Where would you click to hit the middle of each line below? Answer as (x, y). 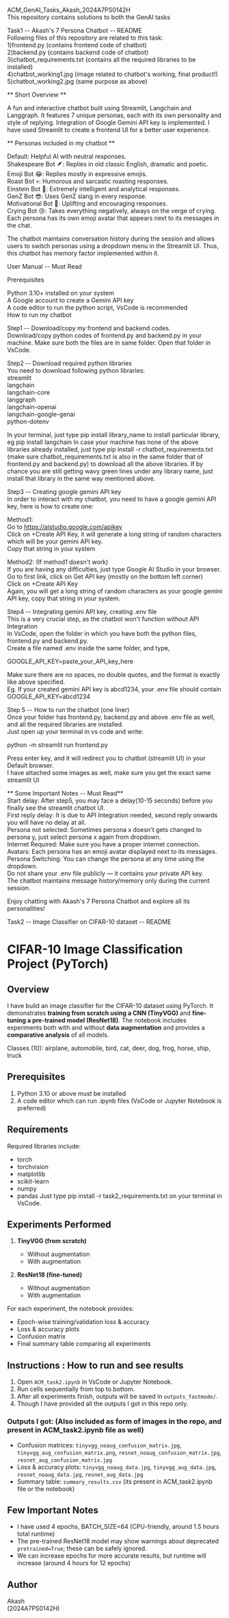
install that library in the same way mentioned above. (81, 478)
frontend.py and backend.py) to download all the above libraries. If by (105, 464)
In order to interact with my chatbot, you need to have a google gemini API (112, 499)
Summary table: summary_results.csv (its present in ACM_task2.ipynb (115, 1481)
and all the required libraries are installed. (66, 724)
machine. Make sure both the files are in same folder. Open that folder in (109, 343)
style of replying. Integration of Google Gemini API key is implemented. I (108, 122)
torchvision (33, 1166)
